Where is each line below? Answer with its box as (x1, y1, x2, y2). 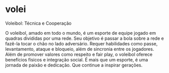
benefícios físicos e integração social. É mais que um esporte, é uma (5, 56, 148, 62)
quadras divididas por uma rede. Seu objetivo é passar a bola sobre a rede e (5, 35, 164, 41)
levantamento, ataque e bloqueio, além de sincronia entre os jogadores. (5, 46, 154, 52)
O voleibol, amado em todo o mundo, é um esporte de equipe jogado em (5, 30, 156, 36)
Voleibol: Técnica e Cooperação (5, 20, 72, 26)
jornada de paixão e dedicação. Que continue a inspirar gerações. (5, 62, 143, 68)
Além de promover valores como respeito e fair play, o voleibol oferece (5, 51, 153, 57)
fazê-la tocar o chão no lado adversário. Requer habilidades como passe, (5, 40, 158, 46)
